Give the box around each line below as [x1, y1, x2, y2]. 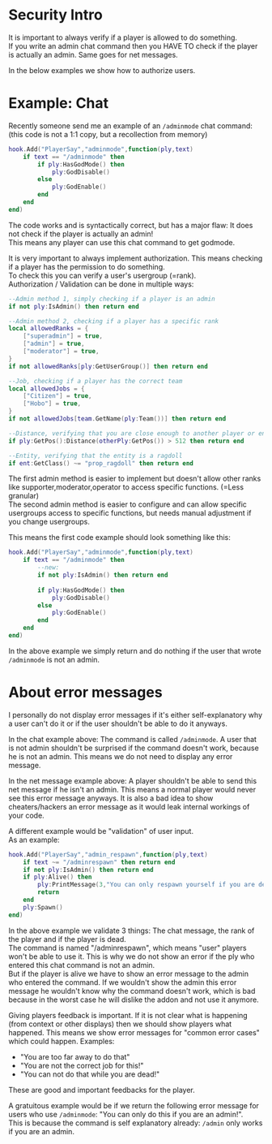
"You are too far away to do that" [19, 1051, 130, 1061]
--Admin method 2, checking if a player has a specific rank [8, 317, 219, 326]
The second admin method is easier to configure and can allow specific [8, 499, 247, 509]
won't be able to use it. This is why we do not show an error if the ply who [8, 952, 255, 961]
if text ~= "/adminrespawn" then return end [23, 858, 176, 866]
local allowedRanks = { [8, 325, 89, 333]
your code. [8, 810, 45, 820]
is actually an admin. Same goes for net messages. [8, 50, 178, 59]
